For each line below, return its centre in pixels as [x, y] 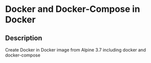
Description [24, 38]
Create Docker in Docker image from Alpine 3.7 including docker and [75, 50]
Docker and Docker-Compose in [73, 9]
